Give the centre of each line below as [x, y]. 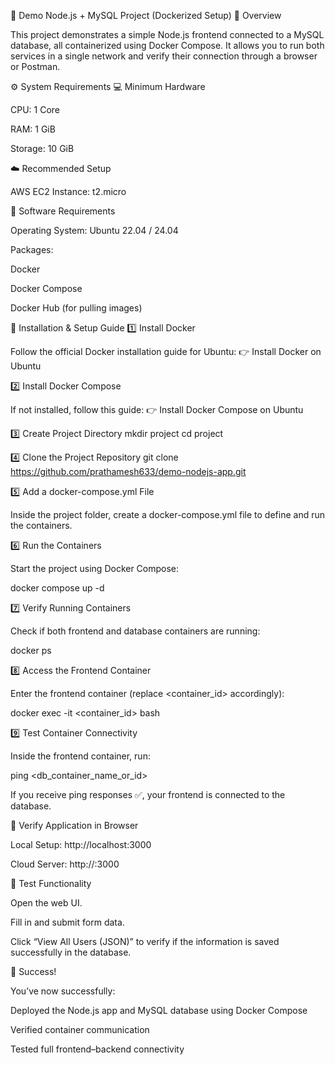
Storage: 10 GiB [42, 148]
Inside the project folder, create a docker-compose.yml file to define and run [168, 514]
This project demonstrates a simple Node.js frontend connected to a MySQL [167, 34]
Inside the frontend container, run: [80, 756]
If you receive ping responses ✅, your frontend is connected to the [148, 794]
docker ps [31, 650]
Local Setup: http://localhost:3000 [81, 844]
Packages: [32, 249]
